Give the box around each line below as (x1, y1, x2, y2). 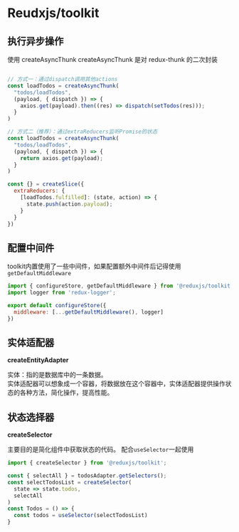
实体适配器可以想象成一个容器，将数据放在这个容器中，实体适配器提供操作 (7, 379, 225, 388)
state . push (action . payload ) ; (26, 201, 113, 208)
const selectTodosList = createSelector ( (7, 479, 132, 486)
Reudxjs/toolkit (7, 5, 100, 21)
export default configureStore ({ (7, 302, 107, 309)
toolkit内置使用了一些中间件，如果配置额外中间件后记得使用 (7, 262, 181, 271)
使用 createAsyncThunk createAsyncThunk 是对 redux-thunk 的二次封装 (7, 55, 218, 63)
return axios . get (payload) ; (20, 154, 103, 161)
